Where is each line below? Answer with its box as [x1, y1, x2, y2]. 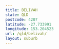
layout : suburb [5, 36, 38, 41]
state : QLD [5, 12, 29, 17]
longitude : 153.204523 [5, 27, 54, 32]
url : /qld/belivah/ [5, 31, 47, 36]
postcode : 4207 [5, 17, 38, 22]
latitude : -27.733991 [5, 21, 52, 27]
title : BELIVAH [5, 7, 38, 13]
